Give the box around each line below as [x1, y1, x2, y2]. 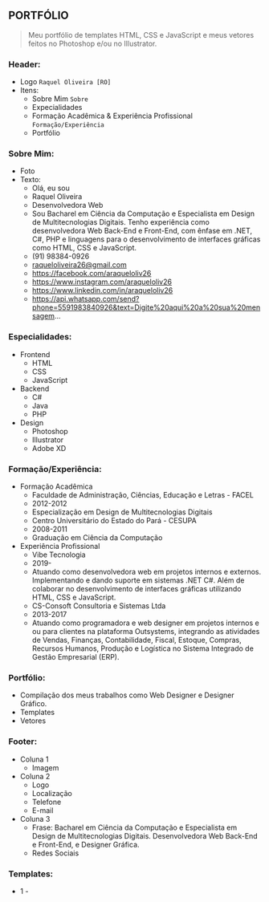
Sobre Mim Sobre [31, 94, 88, 104]
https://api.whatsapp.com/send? [31, 295, 140, 304]
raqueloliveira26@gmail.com [31, 260, 127, 270]
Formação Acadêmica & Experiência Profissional [31, 111, 193, 121]
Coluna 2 [19, 771, 51, 781]
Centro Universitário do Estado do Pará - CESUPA [31, 516, 197, 525]
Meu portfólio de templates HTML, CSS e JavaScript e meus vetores [27, 30, 255, 39]
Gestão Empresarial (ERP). [31, 652, 120, 661]
